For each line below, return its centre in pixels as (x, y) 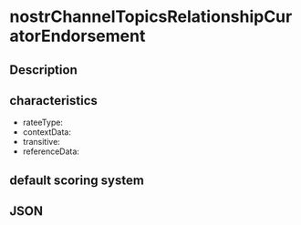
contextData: (47, 132)
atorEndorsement (78, 36)
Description (43, 70)
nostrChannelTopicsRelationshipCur (151, 17)
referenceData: (51, 151)
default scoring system (77, 180)
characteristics (54, 101)
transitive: (42, 142)
